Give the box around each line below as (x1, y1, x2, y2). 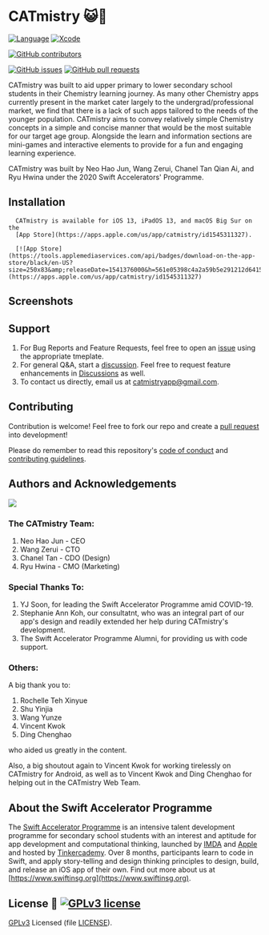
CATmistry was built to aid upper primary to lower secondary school (8, 80, 233, 90)
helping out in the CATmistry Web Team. (8, 778, 142, 788)
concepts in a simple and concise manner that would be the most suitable (8, 122, 251, 132)
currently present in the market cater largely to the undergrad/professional (8, 97, 254, 106)
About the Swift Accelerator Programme (8, 801, 213, 815)
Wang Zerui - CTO (19, 544, 81, 554)
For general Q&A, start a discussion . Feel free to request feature (19, 359, 231, 369)
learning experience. (8, 148, 77, 158)
